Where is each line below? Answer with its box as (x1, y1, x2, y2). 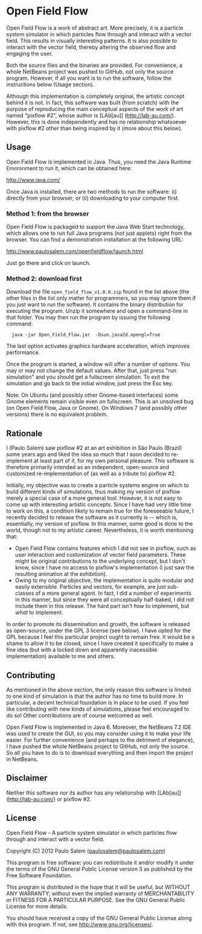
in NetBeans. (6, 755, 38, 763)
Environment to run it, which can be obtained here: (6, 164, 132, 171)
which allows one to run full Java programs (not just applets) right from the (6, 229, 192, 237)
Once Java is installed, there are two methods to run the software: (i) (6, 188, 177, 195)
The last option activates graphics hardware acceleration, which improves (6, 342, 190, 350)
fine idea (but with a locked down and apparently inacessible (6, 646, 158, 653)
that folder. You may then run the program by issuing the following (6, 314, 171, 321)
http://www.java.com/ (6, 176, 60, 184)
